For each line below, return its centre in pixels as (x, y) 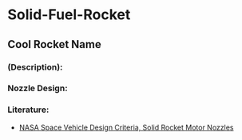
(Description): (35, 67)
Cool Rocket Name (54, 44)
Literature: (28, 110)
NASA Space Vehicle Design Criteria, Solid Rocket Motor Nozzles (126, 127)
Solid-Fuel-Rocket (69, 15)
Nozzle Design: (38, 88)
